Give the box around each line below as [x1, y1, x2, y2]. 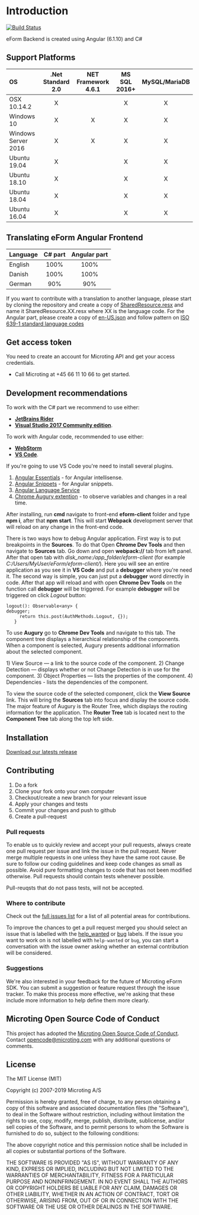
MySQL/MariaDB [142, 77, 190, 86]
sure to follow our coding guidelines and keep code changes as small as [6, 860, 182, 867]
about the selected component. [6, 648, 83, 655]
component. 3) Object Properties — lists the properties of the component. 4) [6, 673, 193, 680]
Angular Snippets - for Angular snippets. [14, 480, 114, 488]
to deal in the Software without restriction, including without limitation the [6, 1111, 185, 1118]
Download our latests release [6, 749, 78, 755]
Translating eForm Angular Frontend [6, 233, 143, 243]
